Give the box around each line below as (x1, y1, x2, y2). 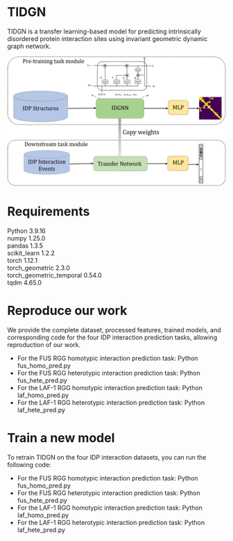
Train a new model (7, 430, 115, 446)
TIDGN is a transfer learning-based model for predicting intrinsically (7, 27, 201, 35)
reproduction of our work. (7, 341, 81, 349)
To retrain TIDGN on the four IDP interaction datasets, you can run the (7, 453, 207, 461)
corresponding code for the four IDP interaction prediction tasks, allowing (7, 333, 217, 341)
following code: (7, 460, 51, 469)
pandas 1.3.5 (7, 241, 44, 250)
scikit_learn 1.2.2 (7, 249, 55, 257)
